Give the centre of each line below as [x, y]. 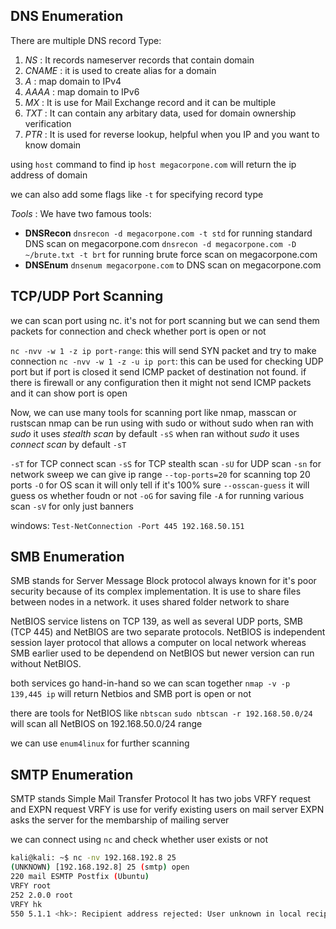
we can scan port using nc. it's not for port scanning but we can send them [165, 320]
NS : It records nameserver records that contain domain [139, 60]
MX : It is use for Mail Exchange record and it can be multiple [150, 102]
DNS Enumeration [67, 16]
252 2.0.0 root [42, 895]
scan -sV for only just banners [72, 506]
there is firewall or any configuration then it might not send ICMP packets [161, 382]
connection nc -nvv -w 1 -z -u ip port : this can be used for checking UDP [167, 361]
